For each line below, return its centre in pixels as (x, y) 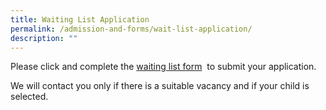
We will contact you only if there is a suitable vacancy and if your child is (160, 86)
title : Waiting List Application (80, 19)
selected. (29, 97)
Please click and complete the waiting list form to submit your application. (163, 67)
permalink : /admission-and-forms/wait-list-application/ (131, 29)
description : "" (44, 38)
